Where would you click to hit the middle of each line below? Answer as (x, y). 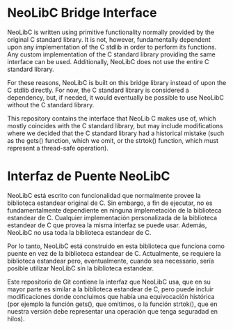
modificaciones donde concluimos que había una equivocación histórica (111, 296)
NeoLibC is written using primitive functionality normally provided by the (111, 32)
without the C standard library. (51, 105)
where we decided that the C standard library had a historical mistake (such (116, 133)
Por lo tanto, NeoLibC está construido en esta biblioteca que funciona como (116, 246)
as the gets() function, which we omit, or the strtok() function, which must (113, 140)
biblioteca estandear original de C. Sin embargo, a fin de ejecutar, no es (110, 203)
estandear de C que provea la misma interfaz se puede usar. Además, (107, 225)
